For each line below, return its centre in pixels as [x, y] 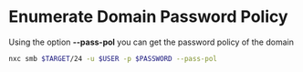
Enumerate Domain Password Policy [148, 17]
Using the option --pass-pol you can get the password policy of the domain [151, 42]
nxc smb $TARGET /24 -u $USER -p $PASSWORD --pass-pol [113, 58]
